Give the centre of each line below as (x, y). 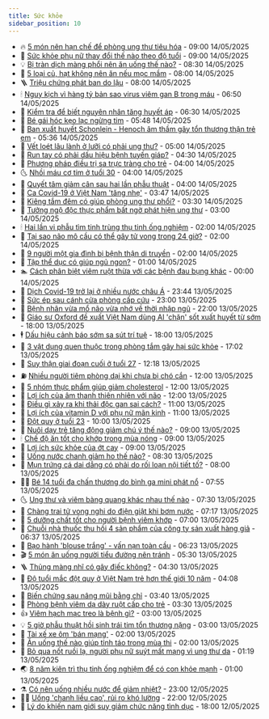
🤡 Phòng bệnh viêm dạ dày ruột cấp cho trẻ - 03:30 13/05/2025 (126, 604)
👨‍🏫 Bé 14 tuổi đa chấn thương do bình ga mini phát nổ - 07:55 (122, 481)
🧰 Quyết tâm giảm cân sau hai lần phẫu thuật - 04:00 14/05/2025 (128, 184)
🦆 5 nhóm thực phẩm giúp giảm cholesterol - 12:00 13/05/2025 (124, 387)
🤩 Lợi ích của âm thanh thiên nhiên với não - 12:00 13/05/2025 (124, 395)
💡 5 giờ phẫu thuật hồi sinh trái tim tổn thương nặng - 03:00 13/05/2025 (139, 624)
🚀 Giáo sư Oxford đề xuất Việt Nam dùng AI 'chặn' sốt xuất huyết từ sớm (140, 317)
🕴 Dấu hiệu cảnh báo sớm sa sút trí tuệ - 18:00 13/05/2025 (116, 334)
